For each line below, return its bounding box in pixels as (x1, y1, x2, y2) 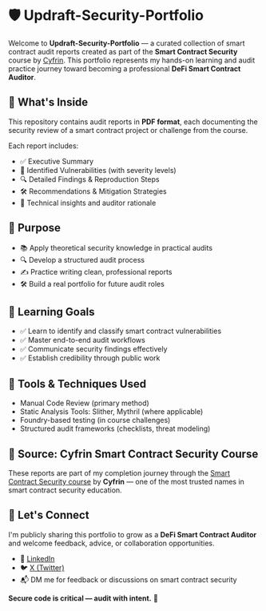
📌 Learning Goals (8, 305, 95, 319)
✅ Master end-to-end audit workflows (19, 336, 145, 345)
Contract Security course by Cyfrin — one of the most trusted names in (8, 477, 245, 486)
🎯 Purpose (8, 221, 62, 235)
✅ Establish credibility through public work (19, 353, 161, 363)
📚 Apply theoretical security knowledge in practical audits (19, 243, 213, 252)
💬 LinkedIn (19, 553, 55, 563)
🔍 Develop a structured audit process (19, 255, 145, 264)
